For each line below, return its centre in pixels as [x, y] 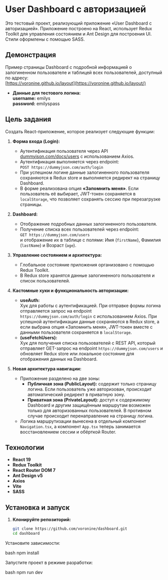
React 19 [22, 460]
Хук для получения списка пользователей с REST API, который [88, 343]
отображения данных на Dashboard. [59, 359]
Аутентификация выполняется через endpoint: [69, 161]
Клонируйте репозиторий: [42, 520]
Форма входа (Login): [36, 141]
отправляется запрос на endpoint [56, 311]
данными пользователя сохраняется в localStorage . [76, 332]
